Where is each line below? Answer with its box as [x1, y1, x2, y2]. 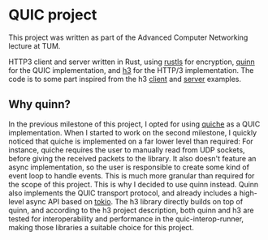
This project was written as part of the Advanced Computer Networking [8, 32, 249, 42]
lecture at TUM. [8, 41, 61, 50]
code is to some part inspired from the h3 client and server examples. [8, 74, 242, 84]
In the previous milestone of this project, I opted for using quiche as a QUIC [8, 119, 261, 129]
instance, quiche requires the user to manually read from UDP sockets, [8, 144, 245, 155]
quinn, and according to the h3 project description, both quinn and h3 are [8, 205, 254, 215]
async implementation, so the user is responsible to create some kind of [8, 162, 250, 172]
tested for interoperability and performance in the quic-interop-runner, [8, 213, 244, 224]
